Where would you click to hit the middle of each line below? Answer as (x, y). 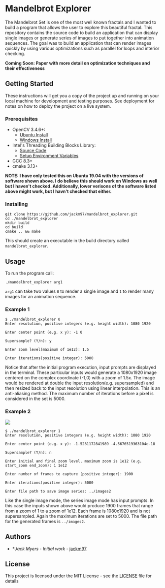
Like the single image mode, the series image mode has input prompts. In (79, 500)
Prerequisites (21, 119)
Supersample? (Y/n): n (28, 452)
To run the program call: (30, 273)
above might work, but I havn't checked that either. (58, 191)
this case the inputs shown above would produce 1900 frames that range (79, 505)
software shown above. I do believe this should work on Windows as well (81, 181)
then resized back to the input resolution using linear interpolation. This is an (83, 388)
